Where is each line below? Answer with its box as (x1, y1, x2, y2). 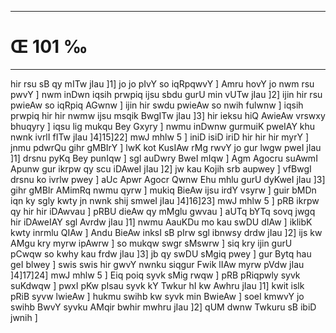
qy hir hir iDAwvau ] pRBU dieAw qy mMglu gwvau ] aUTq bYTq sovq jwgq (10, 205, 316, 217)
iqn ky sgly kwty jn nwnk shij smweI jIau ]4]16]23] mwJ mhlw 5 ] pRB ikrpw (10, 194, 320, 206)
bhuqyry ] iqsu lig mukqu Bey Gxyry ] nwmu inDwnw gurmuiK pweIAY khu (10, 120, 316, 132)
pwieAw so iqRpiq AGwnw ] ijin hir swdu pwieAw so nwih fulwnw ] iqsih (10, 99, 304, 111)
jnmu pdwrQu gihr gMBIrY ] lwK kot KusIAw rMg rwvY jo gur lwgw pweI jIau (10, 141, 322, 153)
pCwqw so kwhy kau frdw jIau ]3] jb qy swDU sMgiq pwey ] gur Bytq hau (10, 247, 312, 260)
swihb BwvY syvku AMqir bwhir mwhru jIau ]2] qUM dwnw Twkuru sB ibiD (10, 301, 317, 313)
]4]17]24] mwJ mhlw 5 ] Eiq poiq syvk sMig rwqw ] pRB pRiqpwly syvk (10, 269, 301, 281)
